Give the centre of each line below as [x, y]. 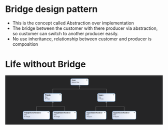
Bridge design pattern [51, 9]
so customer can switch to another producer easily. [65, 33]
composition [25, 44]
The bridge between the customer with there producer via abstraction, [85, 28]
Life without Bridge [45, 65]
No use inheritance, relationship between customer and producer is [82, 39]
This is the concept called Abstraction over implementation [73, 23]
